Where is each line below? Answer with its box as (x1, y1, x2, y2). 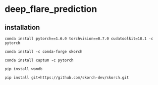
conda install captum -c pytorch (4, 58, 74, 63)
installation (4, 23, 40, 32)
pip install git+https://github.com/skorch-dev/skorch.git (4, 75, 129, 80)
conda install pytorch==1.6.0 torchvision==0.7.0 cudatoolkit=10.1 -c (4, 36, 154, 41)
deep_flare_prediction (4, 3, 97, 15)
